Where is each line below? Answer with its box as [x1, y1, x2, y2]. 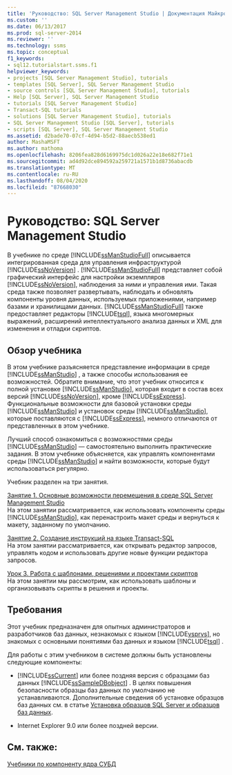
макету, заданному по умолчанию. [7, 521, 110, 529]
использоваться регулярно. [7, 465, 90, 472]
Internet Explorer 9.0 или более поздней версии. [17, 721, 159, 729]
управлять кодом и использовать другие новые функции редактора [7, 549, 209, 557]
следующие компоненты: [7, 657, 82, 666]
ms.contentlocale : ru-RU [7, 171, 79, 178]
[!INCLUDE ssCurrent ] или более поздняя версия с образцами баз [17, 671, 210, 680]
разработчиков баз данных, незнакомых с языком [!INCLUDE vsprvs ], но [7, 630, 220, 638]
